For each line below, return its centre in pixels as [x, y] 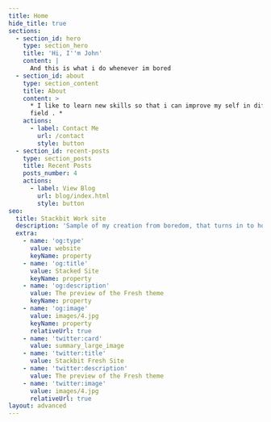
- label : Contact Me [64, 128]
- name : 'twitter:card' [63, 338]
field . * [46, 114]
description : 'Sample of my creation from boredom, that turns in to [135, 226]
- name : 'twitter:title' [65, 353]
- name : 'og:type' [54, 241]
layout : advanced [38, 406]
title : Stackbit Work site [61, 219]
